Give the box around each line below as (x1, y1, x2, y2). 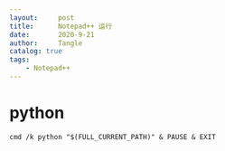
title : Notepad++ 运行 (9, 22, 113, 31)
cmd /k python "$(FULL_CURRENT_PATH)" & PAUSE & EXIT (9, 132, 217, 141)
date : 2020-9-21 (9, 30, 95, 39)
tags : (9, 55, 30, 64)
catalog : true (9, 47, 63, 56)
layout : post (9, 13, 75, 23)
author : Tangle (9, 38, 83, 48)
